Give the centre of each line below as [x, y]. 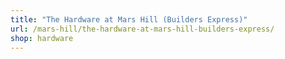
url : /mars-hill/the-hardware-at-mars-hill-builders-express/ [142, 29]
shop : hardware [42, 38]
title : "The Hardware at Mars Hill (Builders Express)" [129, 19]
